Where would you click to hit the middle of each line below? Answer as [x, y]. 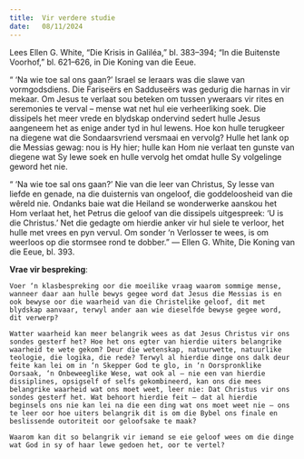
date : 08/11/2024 [46, 26]
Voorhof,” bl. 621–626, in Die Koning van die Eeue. [103, 62]
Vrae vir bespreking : [49, 269]
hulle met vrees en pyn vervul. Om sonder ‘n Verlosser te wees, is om [139, 232]
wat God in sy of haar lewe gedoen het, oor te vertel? [117, 445]
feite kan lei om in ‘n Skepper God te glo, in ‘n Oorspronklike [135, 365]
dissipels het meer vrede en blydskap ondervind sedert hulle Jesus [135, 118]
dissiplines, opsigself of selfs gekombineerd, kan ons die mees [135, 381]
